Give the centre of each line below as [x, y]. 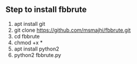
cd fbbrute [27, 36]
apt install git [29, 23]
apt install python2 [36, 49]
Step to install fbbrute [46, 10]
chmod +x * [28, 42]
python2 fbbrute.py [37, 55]
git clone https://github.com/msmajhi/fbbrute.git [72, 30]
